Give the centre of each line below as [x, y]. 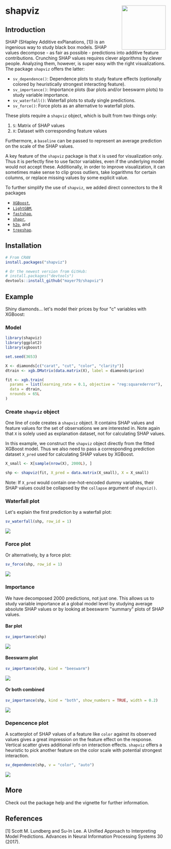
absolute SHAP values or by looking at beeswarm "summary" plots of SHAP [85, 609]
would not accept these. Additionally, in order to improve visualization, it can [85, 167]
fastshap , [23, 213]
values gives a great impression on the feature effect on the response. [79, 740]
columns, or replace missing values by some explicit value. [67, 178]
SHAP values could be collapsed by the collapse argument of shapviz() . [81, 488]
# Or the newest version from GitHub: [46, 271]
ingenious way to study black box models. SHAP [56, 47]
